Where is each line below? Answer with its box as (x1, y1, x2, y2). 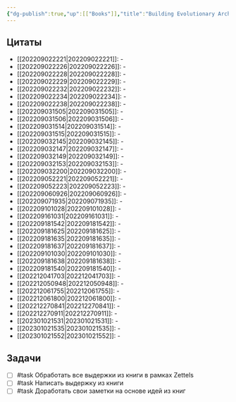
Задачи (6, 352, 42, 364)
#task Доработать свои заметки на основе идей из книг (16, 387, 186, 395)
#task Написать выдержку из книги (16, 379, 124, 387)
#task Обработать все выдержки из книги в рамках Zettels (16, 371, 194, 379)
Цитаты (6, 37, 42, 49)
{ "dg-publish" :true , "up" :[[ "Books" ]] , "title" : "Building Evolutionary (6, 10, 216, 18)
